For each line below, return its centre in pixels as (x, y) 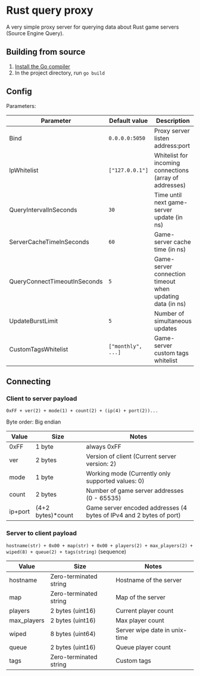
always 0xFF (104, 447)
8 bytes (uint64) (73, 634)
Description (173, 121)
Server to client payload (42, 533)
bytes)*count (54, 516)
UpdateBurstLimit (34, 321)
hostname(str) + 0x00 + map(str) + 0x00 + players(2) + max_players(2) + (100, 546)
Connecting (29, 382)
